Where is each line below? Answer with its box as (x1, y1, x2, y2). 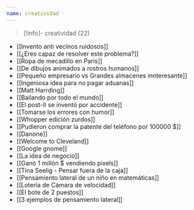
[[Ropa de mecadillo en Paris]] (16, 56, 103, 65)
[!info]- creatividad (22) (23, 29, 90, 37)
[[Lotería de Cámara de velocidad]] (16, 180, 116, 189)
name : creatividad (6, 10, 59, 17)
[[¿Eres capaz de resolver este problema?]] (16, 49, 139, 58)
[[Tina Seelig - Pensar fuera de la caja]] (16, 166, 128, 174)
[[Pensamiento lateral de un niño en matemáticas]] (16, 173, 159, 182)
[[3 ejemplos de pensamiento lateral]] (16, 195, 123, 203)
